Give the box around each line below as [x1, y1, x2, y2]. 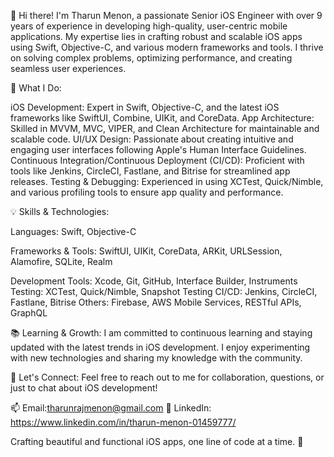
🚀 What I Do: [10, 82, 62, 94]
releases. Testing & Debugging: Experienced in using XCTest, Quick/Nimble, [10, 176, 324, 187]
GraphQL [10, 307, 48, 319]
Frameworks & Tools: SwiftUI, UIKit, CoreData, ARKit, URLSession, [10, 245, 283, 257]
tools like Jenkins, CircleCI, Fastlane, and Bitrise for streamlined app [10, 165, 291, 177]
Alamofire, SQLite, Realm [10, 256, 113, 267]
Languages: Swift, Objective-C [10, 226, 137, 237]
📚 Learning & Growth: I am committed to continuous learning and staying [10, 327, 313, 339]
